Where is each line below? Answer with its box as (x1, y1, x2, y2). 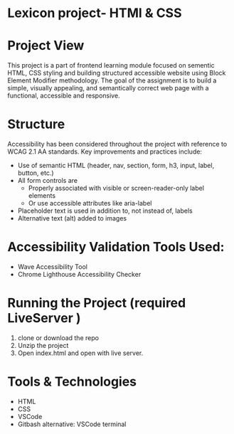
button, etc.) (17, 169, 55, 177)
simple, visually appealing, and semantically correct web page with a (7, 84, 209, 92)
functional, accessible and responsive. (7, 91, 120, 100)
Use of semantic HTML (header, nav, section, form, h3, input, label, (17, 162, 215, 170)
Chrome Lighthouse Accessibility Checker (17, 270, 142, 278)
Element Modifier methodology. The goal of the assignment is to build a (7, 76, 217, 85)
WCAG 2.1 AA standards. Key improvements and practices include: (7, 147, 203, 156)
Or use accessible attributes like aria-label (28, 199, 152, 208)
